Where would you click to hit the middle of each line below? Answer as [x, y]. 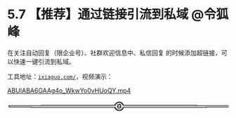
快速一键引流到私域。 [44, 61]
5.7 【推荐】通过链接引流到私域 [98, 14]
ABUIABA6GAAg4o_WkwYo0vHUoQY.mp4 [69, 90]
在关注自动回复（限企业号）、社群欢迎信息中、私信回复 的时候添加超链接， [114, 53]
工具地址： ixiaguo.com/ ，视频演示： [60, 76]
